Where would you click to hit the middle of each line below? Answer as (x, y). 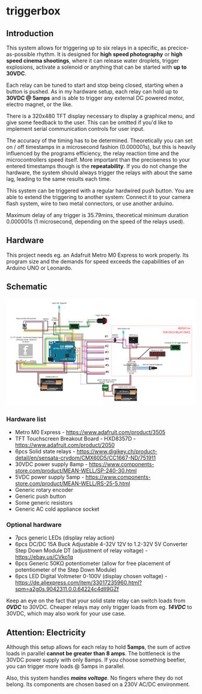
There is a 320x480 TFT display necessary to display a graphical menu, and (101, 116)
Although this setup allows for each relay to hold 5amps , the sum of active (98, 647)
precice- (178, 48)
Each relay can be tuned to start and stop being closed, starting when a (95, 85)
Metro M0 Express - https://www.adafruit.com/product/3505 (90, 432)
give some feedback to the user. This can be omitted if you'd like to (90, 122)
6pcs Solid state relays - (45, 451)
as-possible (21, 54)
